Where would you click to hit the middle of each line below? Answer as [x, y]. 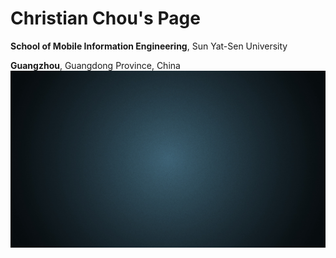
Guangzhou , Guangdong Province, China [95, 65]
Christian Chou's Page [105, 18]
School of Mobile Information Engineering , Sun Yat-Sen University [149, 46]
